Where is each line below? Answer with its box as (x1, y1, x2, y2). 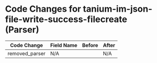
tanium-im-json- (83, 3, 153, 15)
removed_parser (7, 50, 46, 57)
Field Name (50, 42, 78, 48)
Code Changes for (5, 3, 81, 15)
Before (82, 42, 98, 48)
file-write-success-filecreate (5, 14, 127, 25)
